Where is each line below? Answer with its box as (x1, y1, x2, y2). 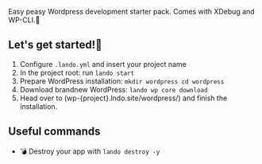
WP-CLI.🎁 (8, 15, 40, 25)
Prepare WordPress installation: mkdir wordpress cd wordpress (19, 76, 225, 86)
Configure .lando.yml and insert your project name (19, 59, 187, 68)
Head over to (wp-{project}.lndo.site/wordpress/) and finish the (19, 93, 228, 103)
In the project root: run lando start (19, 68, 135, 77)
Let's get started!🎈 (8, 38, 103, 52)
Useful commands (8, 125, 101, 139)
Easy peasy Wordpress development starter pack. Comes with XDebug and (8, 7, 256, 16)
